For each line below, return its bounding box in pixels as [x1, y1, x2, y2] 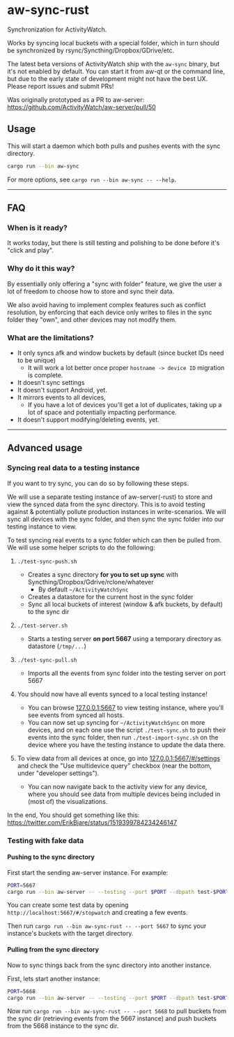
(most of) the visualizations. [27, 797, 108, 805]
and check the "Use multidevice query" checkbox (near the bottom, [17, 761, 212, 770]
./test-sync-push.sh [17, 558, 77, 565]
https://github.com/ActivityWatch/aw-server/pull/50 [7, 103, 157, 111]
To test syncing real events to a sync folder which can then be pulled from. [7, 536, 221, 544]
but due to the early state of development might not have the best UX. [7, 74, 208, 82]
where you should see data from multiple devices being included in [27, 790, 221, 798]
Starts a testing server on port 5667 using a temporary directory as [27, 634, 221, 642]
